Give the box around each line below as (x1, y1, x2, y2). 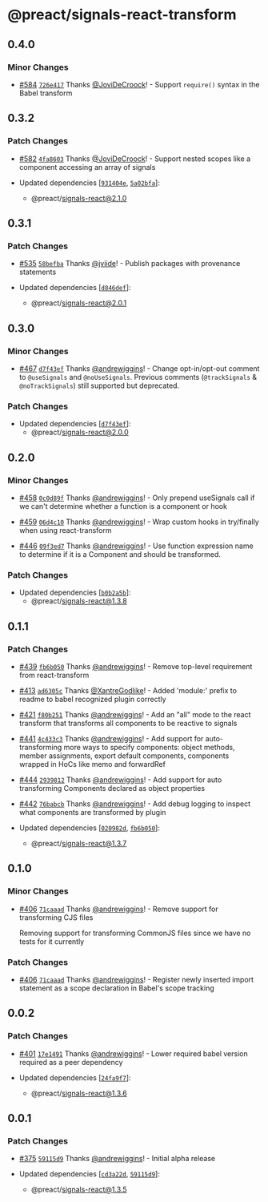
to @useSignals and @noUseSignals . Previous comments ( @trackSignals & (18, 372, 258, 381)
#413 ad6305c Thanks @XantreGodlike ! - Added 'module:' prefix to (18, 685, 238, 695)
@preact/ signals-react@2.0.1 (30, 298, 127, 308)
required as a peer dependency (18, 1057, 123, 1067)
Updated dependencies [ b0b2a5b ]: (18, 587, 131, 598)
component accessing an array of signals (18, 162, 156, 171)
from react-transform (18, 670, 90, 680)
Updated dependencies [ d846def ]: (18, 283, 131, 292)
